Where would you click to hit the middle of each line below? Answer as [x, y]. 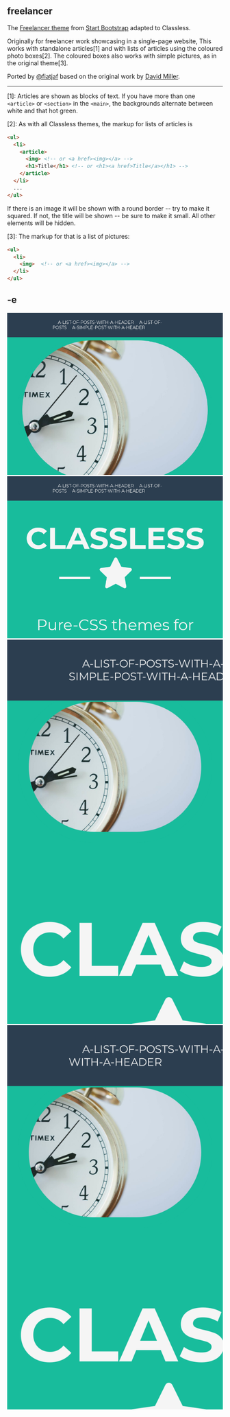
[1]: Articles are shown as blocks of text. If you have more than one [101, 96]
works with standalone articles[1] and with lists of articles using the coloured [115, 48]
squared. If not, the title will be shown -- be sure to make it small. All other [111, 215]
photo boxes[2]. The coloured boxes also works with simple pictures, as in [112, 56]
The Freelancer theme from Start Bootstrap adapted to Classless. [99, 27]
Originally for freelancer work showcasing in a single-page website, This [110, 41]
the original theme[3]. [38, 63]
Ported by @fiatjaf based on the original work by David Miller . [93, 76]
